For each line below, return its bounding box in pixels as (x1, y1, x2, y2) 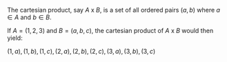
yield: (7, 34, 23, 42)
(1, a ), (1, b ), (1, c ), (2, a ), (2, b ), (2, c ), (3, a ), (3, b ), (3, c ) (7, 48, 156, 55)
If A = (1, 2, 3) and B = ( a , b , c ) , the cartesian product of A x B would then (7, 27, 214, 34)
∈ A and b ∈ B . (7, 13, 52, 21)
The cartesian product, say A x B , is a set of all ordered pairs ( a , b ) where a (7, 6, 221, 14)
